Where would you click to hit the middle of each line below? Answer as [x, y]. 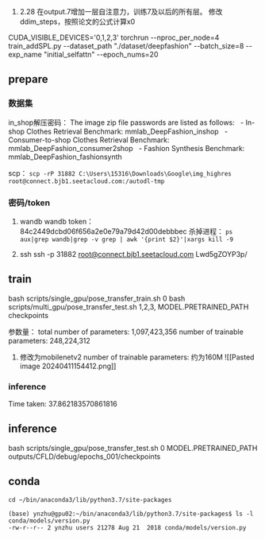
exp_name [25, 54]
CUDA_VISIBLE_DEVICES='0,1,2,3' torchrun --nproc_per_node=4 [114, 37]
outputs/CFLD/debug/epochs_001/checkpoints [84, 456]
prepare [28, 79]
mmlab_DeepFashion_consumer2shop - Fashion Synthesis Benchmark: [127, 148]
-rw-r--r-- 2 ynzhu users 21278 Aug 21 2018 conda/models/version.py [127, 527]
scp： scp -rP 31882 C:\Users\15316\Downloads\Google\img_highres [120, 173]
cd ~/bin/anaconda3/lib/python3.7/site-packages [90, 499]
